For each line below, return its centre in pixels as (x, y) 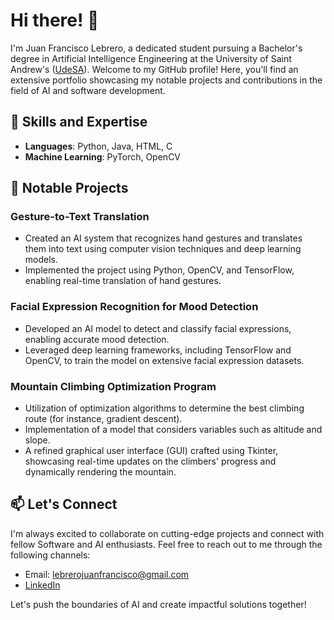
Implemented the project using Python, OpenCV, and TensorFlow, (159, 270)
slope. (37, 440)
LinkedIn (42, 585)
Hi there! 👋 (55, 20)
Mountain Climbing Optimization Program (113, 386)
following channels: (50, 555)
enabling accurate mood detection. (97, 339)
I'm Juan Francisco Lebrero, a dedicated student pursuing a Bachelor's (156, 48)
